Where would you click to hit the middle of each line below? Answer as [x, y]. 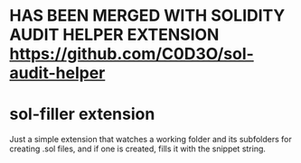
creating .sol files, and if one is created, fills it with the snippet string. [138, 149]
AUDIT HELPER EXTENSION [114, 35]
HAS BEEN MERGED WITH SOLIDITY [147, 16]
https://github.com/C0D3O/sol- [132, 54]
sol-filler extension [82, 114]
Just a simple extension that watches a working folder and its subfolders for [150, 140]
